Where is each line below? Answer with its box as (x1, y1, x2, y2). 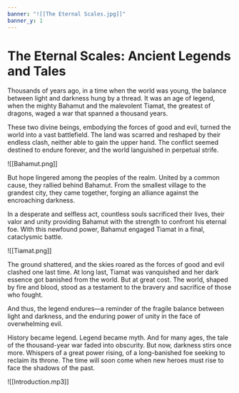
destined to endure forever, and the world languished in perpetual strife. (7, 146, 219, 154)
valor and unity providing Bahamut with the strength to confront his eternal (7, 218, 227, 226)
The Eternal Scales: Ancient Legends (7, 48, 231, 64)
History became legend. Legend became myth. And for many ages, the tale (7, 333, 228, 342)
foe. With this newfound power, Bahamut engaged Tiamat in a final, (7, 225, 205, 234)
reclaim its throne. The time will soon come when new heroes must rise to (7, 356, 224, 364)
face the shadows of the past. (7, 364, 95, 372)
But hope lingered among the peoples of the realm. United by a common (7, 173, 220, 182)
